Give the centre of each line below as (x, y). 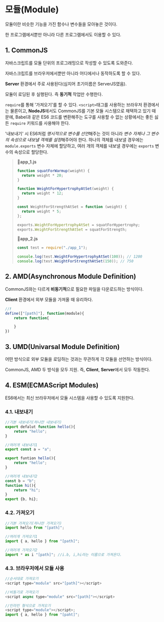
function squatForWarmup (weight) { (53, 171)
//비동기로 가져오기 (22, 592)
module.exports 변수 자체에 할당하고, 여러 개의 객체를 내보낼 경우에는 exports (80, 146)
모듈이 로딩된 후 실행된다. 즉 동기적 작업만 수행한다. (54, 94)
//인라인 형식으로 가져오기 (28, 606)
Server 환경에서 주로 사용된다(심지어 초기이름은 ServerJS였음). (66, 84)
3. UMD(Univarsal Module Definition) (62, 347)
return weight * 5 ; (42, 211)
